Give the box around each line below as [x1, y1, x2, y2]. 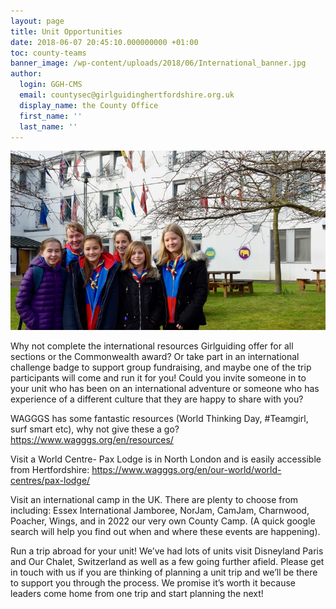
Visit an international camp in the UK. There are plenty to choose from [10, 494, 299, 506]
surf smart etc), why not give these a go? [10, 423, 180, 435]
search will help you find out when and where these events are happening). [10, 526, 321, 538]
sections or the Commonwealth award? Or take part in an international [10, 351, 300, 363]
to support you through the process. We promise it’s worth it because [10, 577, 296, 589]
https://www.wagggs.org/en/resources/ [10, 434, 174, 446]
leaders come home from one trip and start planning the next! [10, 588, 264, 600]
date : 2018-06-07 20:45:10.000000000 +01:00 [10, 37, 199, 47]
